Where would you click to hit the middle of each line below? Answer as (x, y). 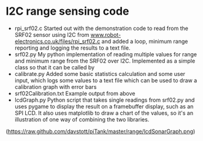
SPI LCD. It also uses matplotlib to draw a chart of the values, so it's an (104, 113)
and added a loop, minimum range (145, 41)
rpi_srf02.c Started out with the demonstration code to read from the (101, 28)
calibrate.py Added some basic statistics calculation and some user (100, 74)
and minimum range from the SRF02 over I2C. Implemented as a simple (105, 61)
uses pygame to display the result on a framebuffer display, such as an (104, 106)
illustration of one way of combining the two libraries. (82, 119)
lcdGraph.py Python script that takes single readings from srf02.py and (105, 100)
